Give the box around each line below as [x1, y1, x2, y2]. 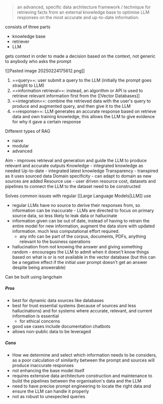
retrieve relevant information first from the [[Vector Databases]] [12, 93, 140, 99]
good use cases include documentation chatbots [12, 323, 111, 329]
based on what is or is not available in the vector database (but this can [12, 254, 156, 260]
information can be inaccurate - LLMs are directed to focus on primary [12, 207, 154, 213]
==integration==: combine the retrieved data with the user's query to [12, 98, 151, 104]
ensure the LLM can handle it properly [12, 388, 89, 394]
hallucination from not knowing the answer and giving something [12, 244, 143, 249]
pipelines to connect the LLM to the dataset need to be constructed [5, 183, 141, 189]
